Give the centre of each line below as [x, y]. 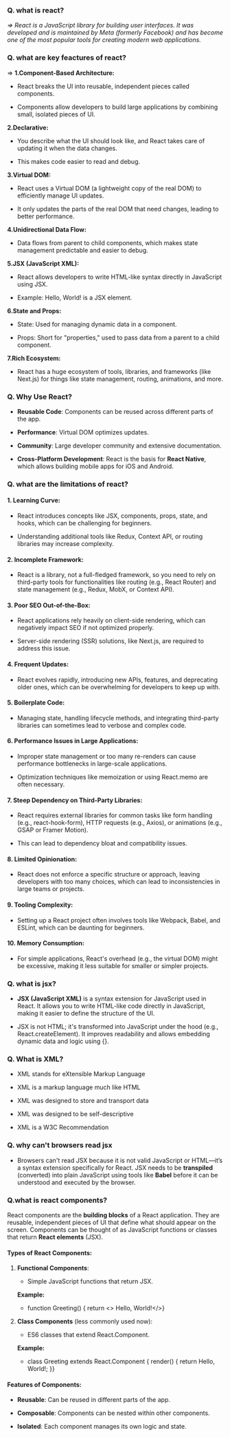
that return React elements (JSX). [55, 1237]
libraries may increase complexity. [66, 544]
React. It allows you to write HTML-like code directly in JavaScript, [111, 1006]
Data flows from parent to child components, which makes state [107, 242]
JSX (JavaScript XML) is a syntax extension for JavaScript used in [112, 999]
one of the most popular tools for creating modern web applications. [104, 40]
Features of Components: [45, 1384]
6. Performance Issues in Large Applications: [73, 741]
